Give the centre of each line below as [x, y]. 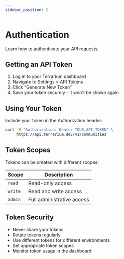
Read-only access [50, 183]
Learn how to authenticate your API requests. [52, 49]
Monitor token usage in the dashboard [52, 251]
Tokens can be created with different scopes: [52, 162]
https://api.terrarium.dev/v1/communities [61, 135]
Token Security [30, 218]
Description [59, 175]
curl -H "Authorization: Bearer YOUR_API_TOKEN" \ [59, 130]
